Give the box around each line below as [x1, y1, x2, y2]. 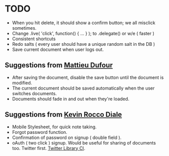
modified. [12, 80, 32, 86]
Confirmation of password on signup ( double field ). [12, 134, 122, 140]
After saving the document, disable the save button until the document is [12, 74, 164, 81]
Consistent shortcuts [12, 36, 56, 42]
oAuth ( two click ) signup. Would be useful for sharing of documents [12, 139, 156, 146]
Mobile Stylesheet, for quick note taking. [12, 124, 97, 130]
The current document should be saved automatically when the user [12, 85, 155, 91]
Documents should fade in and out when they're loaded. [12, 96, 130, 102]
